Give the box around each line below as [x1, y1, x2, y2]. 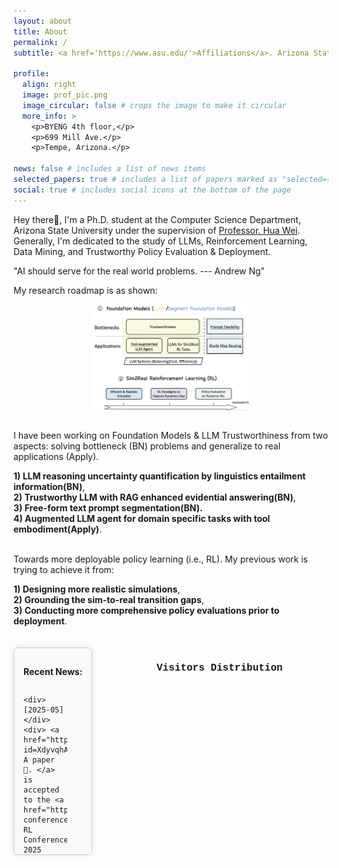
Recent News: [23, 666, 83, 678]
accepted [23, 785, 60, 795]
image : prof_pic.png [22, 90, 108, 100]
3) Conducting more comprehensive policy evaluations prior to [13, 605, 280, 617]
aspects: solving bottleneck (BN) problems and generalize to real [13, 440, 281, 452]
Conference [23, 835, 69, 845]
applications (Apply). [13, 451, 100, 463]
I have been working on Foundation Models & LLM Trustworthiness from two [13, 430, 329, 442]
